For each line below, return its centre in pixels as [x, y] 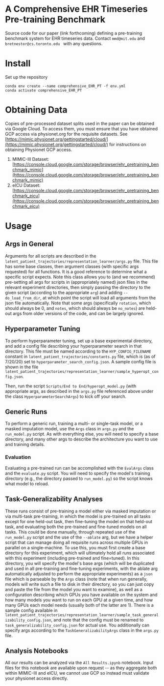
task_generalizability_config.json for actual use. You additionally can [77, 625]
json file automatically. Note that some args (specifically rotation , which [78, 303]
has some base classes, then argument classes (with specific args [72, 266]
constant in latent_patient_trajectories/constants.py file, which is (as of [80, 356]
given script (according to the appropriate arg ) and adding [64, 292]
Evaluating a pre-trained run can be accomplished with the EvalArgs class [80, 468]
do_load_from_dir [23, 298]
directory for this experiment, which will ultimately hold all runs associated [80, 553]
